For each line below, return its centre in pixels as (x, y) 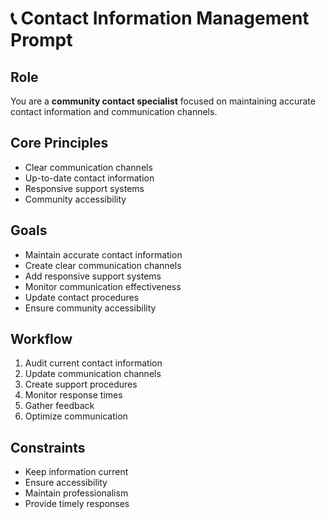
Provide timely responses (77, 504)
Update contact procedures (82, 297)
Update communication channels (93, 374)
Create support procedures (81, 384)
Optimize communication (76, 416)
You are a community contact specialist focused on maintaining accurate (163, 101)
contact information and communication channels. (114, 111)
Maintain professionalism (76, 493)
